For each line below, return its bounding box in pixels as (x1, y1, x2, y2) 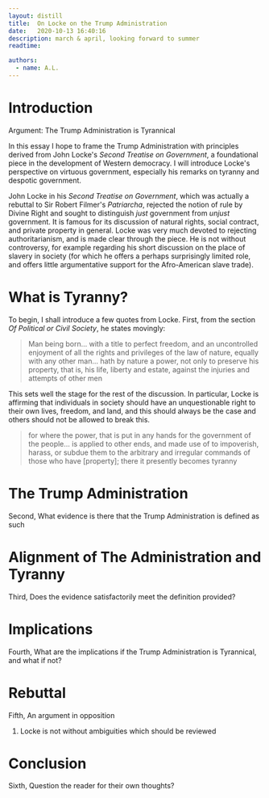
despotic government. (8, 175, 82, 185)
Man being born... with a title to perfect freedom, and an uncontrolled (27, 338, 259, 348)
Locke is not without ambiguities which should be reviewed (19, 726, 217, 736)
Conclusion (8, 754, 87, 772)
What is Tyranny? (8, 288, 129, 306)
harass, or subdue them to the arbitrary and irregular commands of (27, 447, 251, 457)
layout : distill (8, 11, 63, 20)
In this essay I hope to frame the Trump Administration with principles (8, 141, 239, 150)
